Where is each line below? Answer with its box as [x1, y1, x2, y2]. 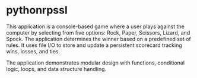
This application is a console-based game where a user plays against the [6, 23, 185, 30]
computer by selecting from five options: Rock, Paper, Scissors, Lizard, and [6, 29, 190, 36]
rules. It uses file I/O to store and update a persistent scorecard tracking [6, 42, 182, 49]
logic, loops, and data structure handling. [6, 65, 107, 72]
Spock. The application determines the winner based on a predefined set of [6, 35, 192, 42]
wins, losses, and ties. [6, 48, 61, 55]
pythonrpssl [6, 4, 68, 17]
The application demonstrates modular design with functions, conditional [6, 59, 185, 66]
